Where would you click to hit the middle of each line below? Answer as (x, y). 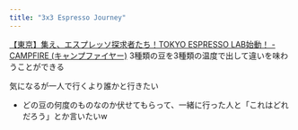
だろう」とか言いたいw (65, 116)
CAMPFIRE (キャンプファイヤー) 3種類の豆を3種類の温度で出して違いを (141, 56)
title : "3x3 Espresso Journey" (68, 17)
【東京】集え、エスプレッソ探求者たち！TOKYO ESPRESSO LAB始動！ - (142, 44)
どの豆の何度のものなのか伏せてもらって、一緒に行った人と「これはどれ (155, 105)
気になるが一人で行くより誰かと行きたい (84, 85)
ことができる (40, 66)
